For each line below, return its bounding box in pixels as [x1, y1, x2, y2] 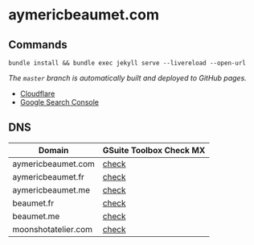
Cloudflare [19, 89, 55, 98]
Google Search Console [19, 98, 99, 106]
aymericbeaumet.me [12, 184, 91, 195]
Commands [8, 38, 68, 52]
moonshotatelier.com [12, 223, 93, 235]
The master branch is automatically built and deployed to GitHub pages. [8, 73, 247, 82]
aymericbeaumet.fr [12, 171, 84, 182]
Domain [39, 144, 69, 156]
